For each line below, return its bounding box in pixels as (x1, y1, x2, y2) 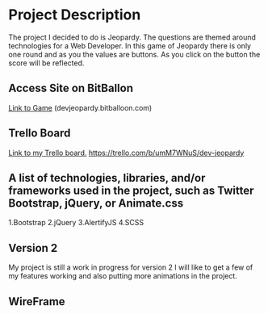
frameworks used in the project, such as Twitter (8, 183, 254, 197)
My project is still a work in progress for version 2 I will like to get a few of (8, 262, 253, 272)
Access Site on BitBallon (8, 82, 133, 95)
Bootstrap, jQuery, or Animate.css (8, 196, 184, 210)
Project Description (8, 6, 141, 24)
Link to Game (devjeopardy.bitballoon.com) (8, 103, 153, 112)
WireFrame (8, 295, 66, 308)
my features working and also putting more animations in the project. (8, 271, 238, 281)
